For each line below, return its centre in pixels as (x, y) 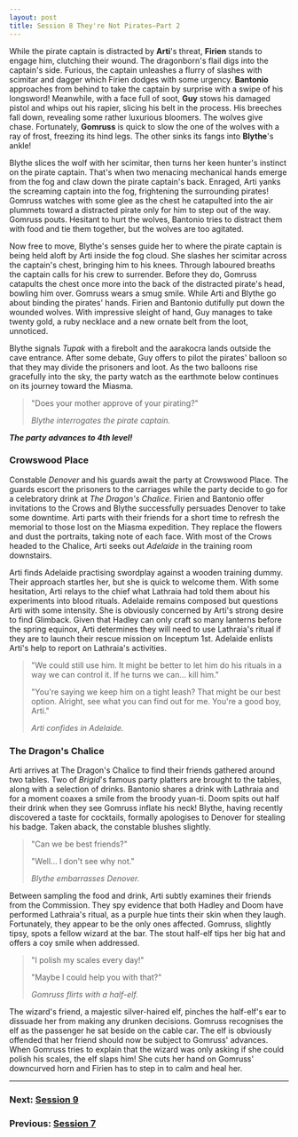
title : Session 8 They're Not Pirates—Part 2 (94, 26)
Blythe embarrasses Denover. (85, 879)
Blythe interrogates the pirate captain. (101, 420)
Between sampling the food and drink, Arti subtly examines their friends (141, 896)
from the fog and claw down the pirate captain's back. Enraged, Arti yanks (145, 181)
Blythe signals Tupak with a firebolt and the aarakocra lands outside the (140, 348)
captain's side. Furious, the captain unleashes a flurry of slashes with (136, 70)
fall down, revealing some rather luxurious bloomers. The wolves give (136, 117)
